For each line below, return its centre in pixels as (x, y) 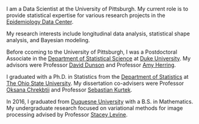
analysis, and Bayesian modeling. (48, 40)
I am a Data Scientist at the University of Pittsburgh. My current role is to (97, 9)
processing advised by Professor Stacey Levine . (67, 115)
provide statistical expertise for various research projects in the (86, 15)
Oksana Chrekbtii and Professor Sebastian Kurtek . (69, 90)
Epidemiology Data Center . (40, 22)
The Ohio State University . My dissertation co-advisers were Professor (95, 83)
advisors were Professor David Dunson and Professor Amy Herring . (91, 65)
